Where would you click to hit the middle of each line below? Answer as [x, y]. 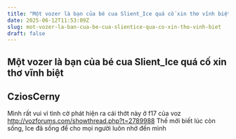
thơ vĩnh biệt [36, 73]
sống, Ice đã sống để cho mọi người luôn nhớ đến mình [87, 128]
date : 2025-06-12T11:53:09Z [48, 20]
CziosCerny [34, 97]
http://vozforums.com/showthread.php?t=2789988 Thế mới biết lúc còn [111, 121]
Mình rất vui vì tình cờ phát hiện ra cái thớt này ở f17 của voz [94, 114]
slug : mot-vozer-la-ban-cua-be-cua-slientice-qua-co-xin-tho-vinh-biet [114, 27]
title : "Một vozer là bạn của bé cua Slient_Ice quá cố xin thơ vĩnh [111, 14]
